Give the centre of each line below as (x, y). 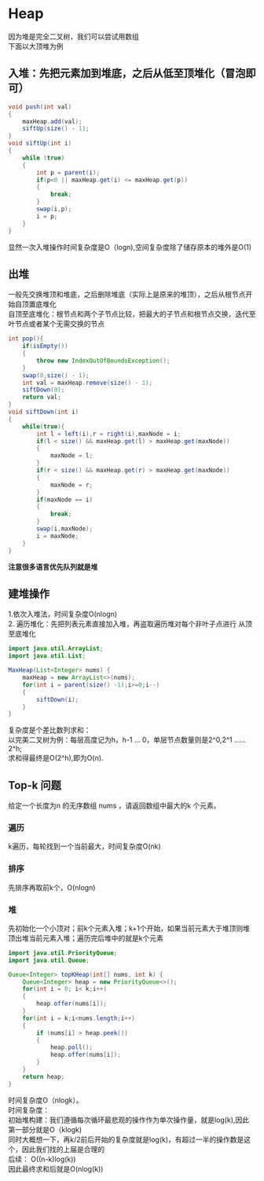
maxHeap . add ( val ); (52, 121)
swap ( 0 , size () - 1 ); (56, 375)
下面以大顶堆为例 (36, 46)
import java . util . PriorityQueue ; (63, 953)
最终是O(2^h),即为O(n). (66, 758)
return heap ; (44, 1076)
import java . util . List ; (47, 656)
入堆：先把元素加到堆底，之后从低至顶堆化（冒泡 (127, 73)
